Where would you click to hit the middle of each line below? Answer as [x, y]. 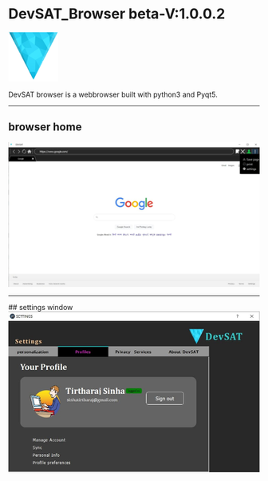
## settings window [41, 307]
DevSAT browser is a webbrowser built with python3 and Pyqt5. [113, 94]
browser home [45, 127]
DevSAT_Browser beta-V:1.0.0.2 [117, 14]
